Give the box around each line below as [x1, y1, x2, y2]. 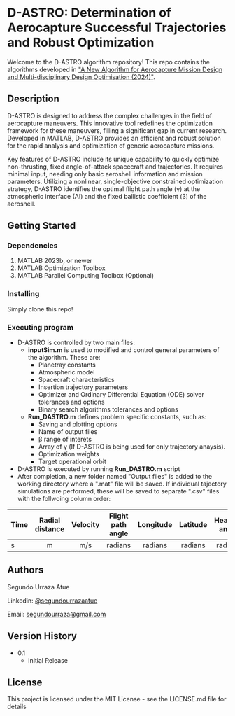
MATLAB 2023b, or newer [17, 257, 93, 265]
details [7, 702, 27, 711]
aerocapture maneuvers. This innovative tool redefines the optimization [7, 119, 213, 127]
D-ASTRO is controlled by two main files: [17, 338, 135, 347]
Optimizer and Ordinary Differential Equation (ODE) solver [38, 391, 205, 399]
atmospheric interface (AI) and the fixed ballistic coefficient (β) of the [7, 192, 207, 200]
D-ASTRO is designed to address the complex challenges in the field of [7, 111, 212, 120]
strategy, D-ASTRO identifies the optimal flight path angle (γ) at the [7, 184, 201, 193]
